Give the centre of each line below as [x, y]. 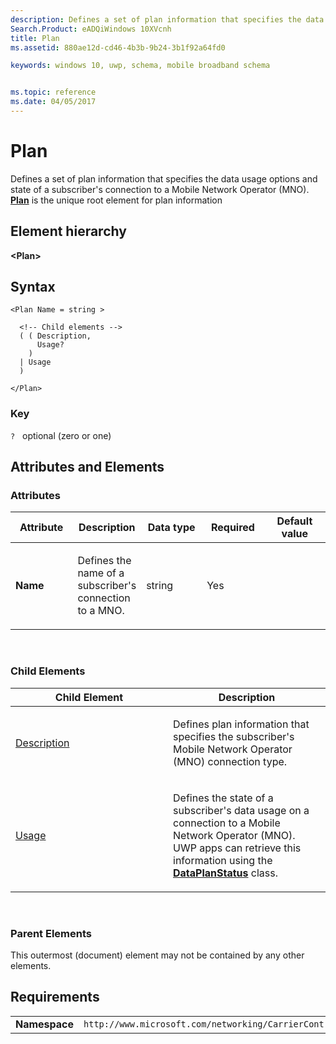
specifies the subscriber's [234, 736]
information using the [223, 860]
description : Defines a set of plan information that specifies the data [167, 19]
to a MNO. [101, 611]
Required [232, 528]
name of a [101, 573]
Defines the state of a [223, 798]
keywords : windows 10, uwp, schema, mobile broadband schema [140, 66]
